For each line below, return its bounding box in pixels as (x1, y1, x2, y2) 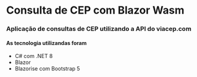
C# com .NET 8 (14, 53, 53, 60)
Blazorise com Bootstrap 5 (14, 65, 81, 72)
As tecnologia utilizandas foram (6, 39, 87, 46)
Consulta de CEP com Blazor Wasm (6, 4, 184, 17)
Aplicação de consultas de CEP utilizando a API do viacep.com (6, 25, 192, 33)
